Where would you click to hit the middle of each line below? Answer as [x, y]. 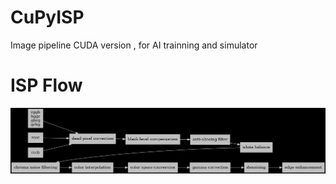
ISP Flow [46, 85]
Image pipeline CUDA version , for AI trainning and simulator [134, 45]
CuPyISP [47, 17]
